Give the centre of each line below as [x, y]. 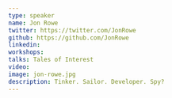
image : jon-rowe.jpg [42, 74]
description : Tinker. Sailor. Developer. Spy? [86, 81]
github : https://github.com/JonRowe [69, 38]
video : [19, 67]
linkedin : [25, 45]
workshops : [26, 52]
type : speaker [32, 15]
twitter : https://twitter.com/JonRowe [72, 30]
